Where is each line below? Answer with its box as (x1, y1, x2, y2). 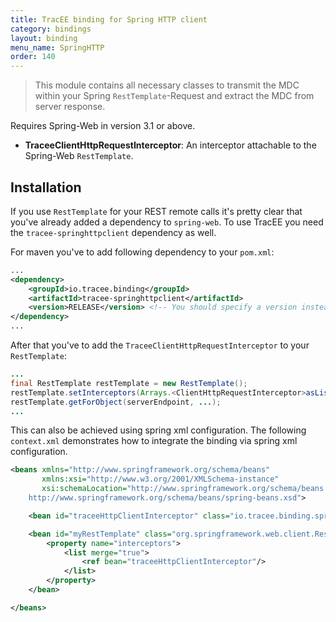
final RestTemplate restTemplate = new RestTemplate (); (10, 378, 248, 388)
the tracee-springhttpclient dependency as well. (10, 226, 217, 238)
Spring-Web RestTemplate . (24, 150, 134, 162)
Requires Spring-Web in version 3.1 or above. (10, 120, 196, 132)
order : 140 (10, 52, 56, 62)
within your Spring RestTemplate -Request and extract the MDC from (34, 90, 315, 102)
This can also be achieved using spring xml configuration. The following (10, 424, 307, 436)
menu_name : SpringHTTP (10, 42, 105, 53)
